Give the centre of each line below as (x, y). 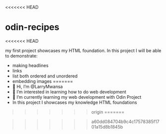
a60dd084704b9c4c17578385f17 (125, 122)
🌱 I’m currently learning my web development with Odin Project (77, 97)
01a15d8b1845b (107, 127)
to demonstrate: (22, 56)
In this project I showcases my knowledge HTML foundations (75, 102)
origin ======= (108, 112)
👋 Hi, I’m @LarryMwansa (37, 86)
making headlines (30, 65)
